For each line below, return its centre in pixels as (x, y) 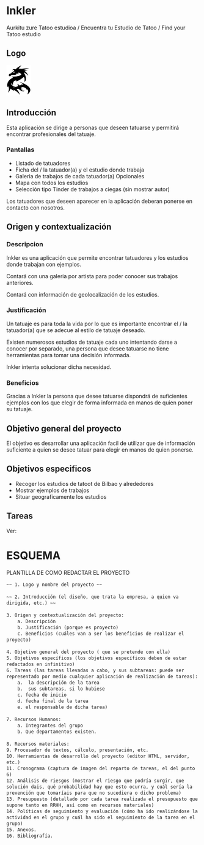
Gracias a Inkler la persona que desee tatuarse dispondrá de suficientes (97, 396)
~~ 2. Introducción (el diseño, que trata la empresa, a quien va (93, 597)
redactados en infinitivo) (41, 664)
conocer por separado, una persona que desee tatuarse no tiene (88, 348)
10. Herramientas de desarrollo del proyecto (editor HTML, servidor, (98, 756)
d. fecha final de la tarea (53, 701)
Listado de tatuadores (43, 163)
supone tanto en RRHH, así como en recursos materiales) (80, 805)
